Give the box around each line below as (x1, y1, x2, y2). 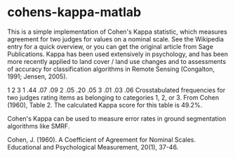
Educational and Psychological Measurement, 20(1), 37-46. (7, 143, 179, 151)
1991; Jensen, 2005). (7, 72, 68, 81)
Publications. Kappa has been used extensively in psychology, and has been (7, 50, 228, 58)
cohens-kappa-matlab (7, 4, 142, 20)
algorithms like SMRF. (7, 121, 70, 130)
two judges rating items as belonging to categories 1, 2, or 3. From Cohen (7, 93, 220, 102)
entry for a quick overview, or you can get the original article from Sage (7, 42, 214, 51)
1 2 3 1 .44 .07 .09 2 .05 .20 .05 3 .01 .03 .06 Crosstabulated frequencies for (7, 86, 226, 94)
